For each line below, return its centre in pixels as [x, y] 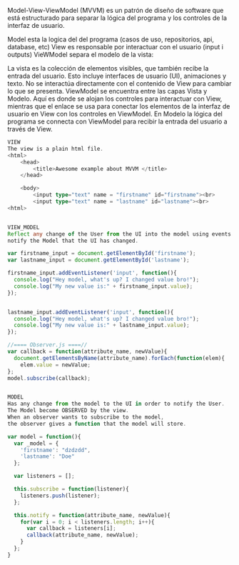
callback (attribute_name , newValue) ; [82, 535]
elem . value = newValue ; [56, 365]
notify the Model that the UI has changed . [73, 241]
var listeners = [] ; [44, 476]
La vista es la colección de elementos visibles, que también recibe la [108, 68]
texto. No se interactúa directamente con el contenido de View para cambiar [119, 84]
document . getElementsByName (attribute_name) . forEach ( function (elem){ [119, 358]
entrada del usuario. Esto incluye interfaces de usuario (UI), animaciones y [117, 76]
